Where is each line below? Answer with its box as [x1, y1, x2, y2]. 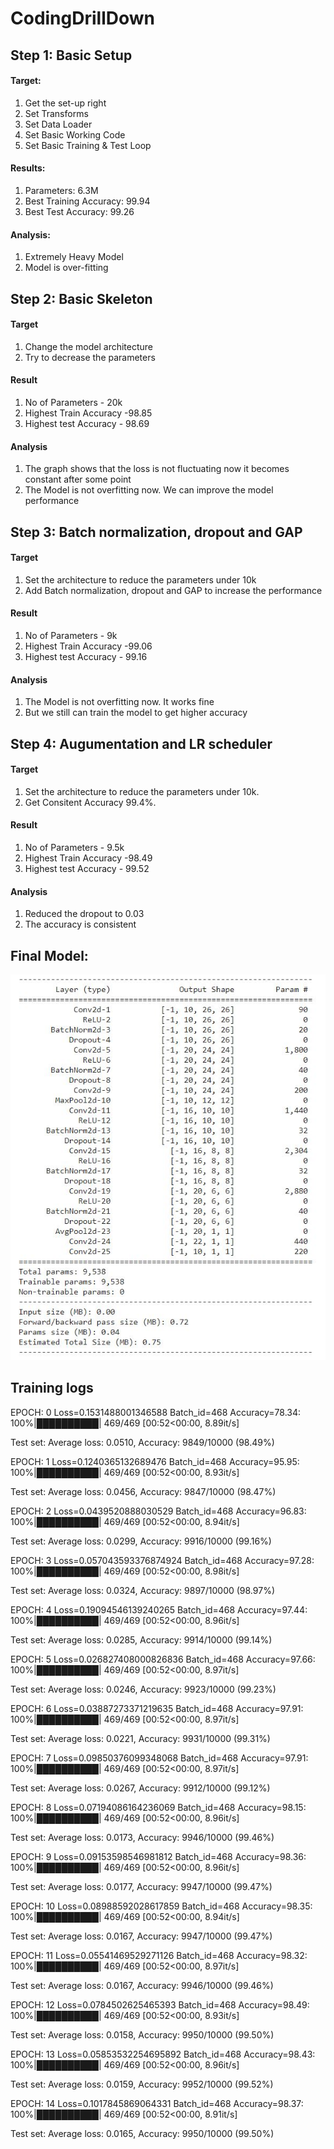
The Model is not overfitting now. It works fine [24, 696, 215, 708]
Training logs [10, 1380, 94, 1397]
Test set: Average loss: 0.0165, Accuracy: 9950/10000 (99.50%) [10, 2127, 275, 2139]
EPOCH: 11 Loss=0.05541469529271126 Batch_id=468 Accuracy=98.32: [10, 1949, 308, 1961]
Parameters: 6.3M [24, 184, 99, 196]
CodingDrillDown [10, 7, 155, 30]
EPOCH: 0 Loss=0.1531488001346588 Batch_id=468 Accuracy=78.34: [10, 1406, 302, 1418]
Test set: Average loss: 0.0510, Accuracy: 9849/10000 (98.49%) [10, 1436, 275, 1448]
